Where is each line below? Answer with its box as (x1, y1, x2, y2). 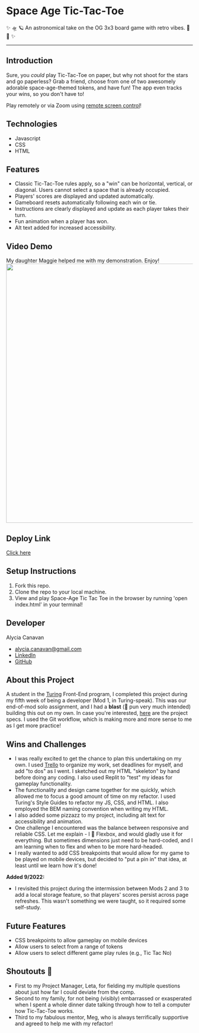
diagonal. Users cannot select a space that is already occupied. (14, 187, 170, 194)
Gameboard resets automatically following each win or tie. (14, 199, 157, 206)
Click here (6, 549, 31, 556)
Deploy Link (6, 533, 51, 543)
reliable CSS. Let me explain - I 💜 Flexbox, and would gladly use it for (14, 830, 183, 838)
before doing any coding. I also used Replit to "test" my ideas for (14, 774, 173, 781)
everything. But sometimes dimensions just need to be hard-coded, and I (14, 837, 193, 844)
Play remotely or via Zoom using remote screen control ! (6, 102, 142, 109)
